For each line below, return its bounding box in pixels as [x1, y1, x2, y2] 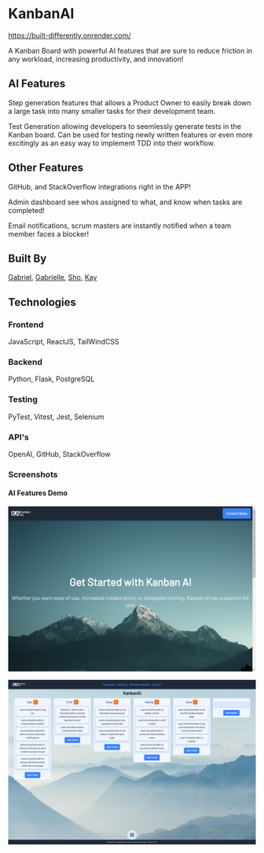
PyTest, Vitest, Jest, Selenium [8, 412, 104, 421]
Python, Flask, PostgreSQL [8, 374, 95, 384]
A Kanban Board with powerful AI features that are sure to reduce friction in [8, 46, 253, 55]
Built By [8, 252, 47, 265]
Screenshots [8, 469, 58, 480]
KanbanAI [8, 5, 75, 23]
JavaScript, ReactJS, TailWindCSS [8, 337, 119, 347]
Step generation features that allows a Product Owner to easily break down [8, 97, 251, 107]
